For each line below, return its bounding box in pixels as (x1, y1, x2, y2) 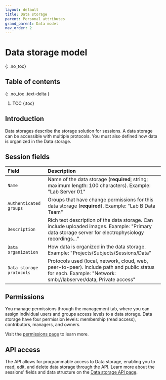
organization (7, 249, 39, 255)
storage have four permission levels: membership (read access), (5, 316, 136, 322)
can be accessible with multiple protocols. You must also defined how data (5, 133, 158, 139)
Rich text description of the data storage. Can (47, 216, 153, 223)
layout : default (5, 7, 39, 12)
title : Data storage (5, 12, 48, 17)
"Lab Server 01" (47, 188, 86, 195)
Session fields (5, 153, 50, 161)
